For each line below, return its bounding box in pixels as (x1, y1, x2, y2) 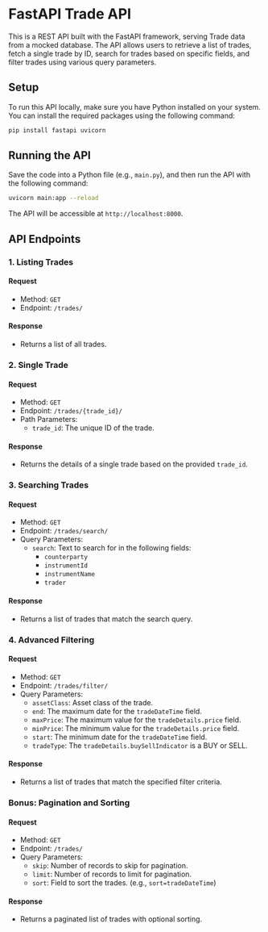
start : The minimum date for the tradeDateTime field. (31, 732, 208, 742)
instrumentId (43, 562, 89, 570)
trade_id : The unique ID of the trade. (31, 423, 155, 433)
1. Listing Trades (8, 256, 74, 267)
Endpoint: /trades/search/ (19, 526, 109, 536)
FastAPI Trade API (8, 5, 131, 23)
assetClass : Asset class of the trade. (31, 697, 154, 707)
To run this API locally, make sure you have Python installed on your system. (8, 102, 262, 111)
